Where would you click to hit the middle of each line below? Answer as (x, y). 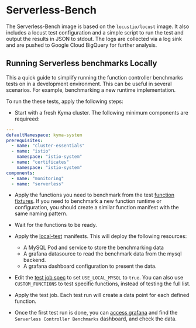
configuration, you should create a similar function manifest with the (97, 208)
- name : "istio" (31, 151)
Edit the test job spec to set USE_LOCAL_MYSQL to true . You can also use (99, 278)
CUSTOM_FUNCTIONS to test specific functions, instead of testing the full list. (102, 284)
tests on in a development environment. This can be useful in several (89, 84)
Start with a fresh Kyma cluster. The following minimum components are (101, 112)
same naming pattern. (41, 213)
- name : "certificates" (40, 162)
